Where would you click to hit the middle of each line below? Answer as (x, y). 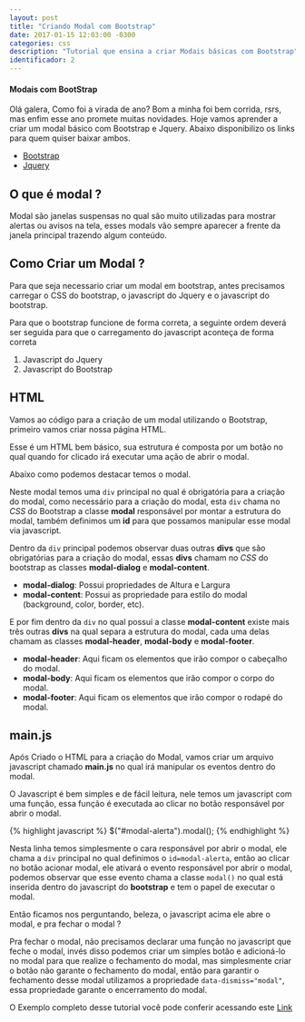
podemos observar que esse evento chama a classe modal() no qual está (147, 878)
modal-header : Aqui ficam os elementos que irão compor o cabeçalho (155, 659)
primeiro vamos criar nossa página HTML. (88, 429)
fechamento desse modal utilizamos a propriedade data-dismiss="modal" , (147, 980)
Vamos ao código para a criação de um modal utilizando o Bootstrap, (138, 420)
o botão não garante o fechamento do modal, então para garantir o (134, 971)
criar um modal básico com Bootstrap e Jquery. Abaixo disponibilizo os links (152, 129)
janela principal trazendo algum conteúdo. (89, 235)
